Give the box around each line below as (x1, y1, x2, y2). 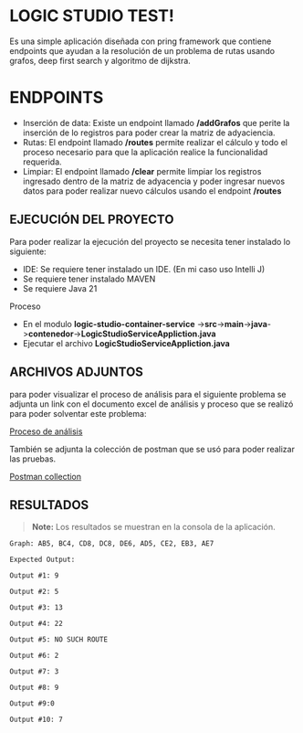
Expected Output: (9, 555, 76, 565)
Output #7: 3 (9, 667, 59, 676)
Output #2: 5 (9, 587, 59, 597)
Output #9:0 (9, 699, 55, 708)
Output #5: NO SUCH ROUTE (9, 635, 108, 644)
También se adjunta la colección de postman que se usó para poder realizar (9, 443, 295, 454)
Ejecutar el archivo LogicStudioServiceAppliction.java (22, 337, 230, 348)
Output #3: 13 (9, 603, 64, 612)
